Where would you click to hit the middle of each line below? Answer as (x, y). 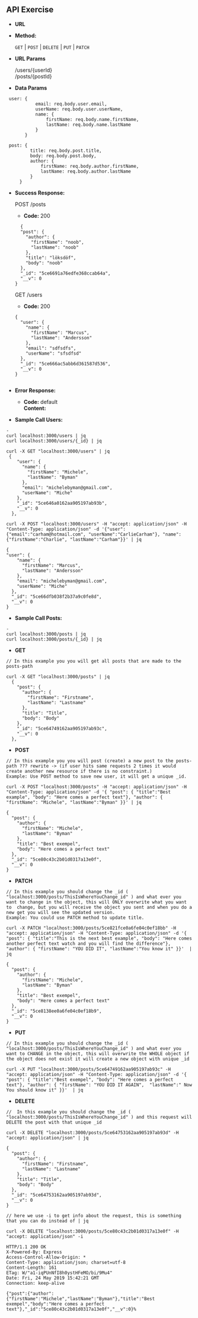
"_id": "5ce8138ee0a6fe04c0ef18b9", (57, 1011)
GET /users (28, 295)
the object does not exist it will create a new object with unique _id (98, 1059)
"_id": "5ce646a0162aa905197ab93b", (62, 503)
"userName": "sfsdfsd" (54, 353)
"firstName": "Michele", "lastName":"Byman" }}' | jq (74, 802)
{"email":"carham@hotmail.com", (46, 534)
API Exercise (30, 10)
